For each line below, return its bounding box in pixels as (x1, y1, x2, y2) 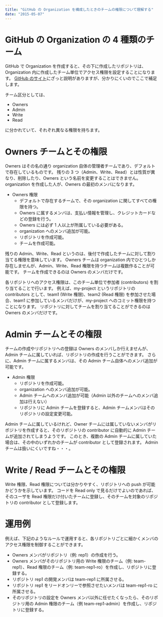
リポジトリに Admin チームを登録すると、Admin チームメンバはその (19, 405, 155, 411)
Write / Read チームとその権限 (5, 465, 126, 475)
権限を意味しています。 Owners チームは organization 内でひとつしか (18, 257, 156, 263)
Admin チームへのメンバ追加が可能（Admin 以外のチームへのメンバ (19, 393, 154, 398)
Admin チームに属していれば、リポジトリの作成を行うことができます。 (5, 352, 146, 358)
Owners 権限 (12, 192, 38, 198)
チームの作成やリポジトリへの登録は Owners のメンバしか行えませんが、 (5, 346, 151, 352)
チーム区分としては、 (5, 92, 48, 98)
